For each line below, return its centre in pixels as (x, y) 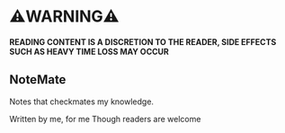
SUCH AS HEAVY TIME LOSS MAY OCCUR (89, 51)
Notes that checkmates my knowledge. (82, 102)
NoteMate (38, 80)
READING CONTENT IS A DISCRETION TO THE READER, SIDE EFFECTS (143, 41)
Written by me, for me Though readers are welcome (105, 119)
